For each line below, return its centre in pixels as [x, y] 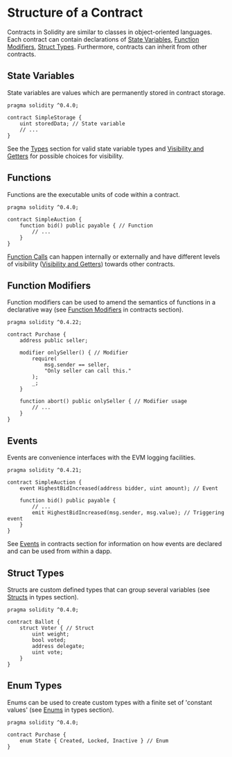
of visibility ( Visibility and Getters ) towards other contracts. [91, 264]
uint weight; [51, 634]
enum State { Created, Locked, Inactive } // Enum [94, 740]
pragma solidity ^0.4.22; [44, 323]
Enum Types [35, 686]
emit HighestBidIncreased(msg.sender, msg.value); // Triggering [128, 513]
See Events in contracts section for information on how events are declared [115, 544]
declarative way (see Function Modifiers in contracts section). [95, 309]
